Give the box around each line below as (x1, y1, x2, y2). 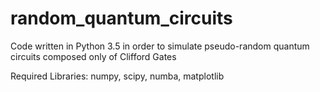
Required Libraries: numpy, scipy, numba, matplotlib (10, 70, 225, 82)
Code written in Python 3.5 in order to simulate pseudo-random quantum (10, 40, 310, 52)
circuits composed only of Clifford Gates (10, 50, 177, 62)
